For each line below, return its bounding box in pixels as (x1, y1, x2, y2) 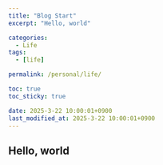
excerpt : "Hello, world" (8, 19, 91, 27)
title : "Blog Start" (8, 11, 78, 20)
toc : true (8, 85, 42, 93)
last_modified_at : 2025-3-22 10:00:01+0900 (8, 114, 156, 123)
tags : (8, 49, 26, 57)
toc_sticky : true (8, 92, 66, 100)
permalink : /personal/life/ (8, 70, 102, 78)
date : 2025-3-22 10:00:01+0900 (8, 107, 113, 115)
